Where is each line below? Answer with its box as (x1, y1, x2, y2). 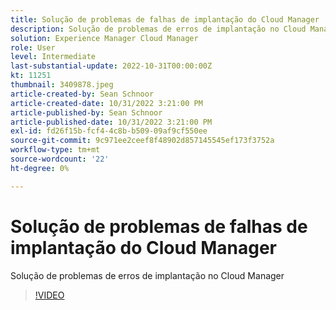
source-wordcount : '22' (10, 154, 110, 164)
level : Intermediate (10, 52, 97, 62)
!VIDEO (34, 289, 65, 301)
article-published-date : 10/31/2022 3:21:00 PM (10, 117, 213, 127)
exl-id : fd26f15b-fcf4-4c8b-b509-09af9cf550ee (10, 126, 208, 136)
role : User (10, 42, 56, 53)
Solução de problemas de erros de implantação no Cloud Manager (10, 269, 285, 281)
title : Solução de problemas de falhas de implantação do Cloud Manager (10, 14, 320, 25)
